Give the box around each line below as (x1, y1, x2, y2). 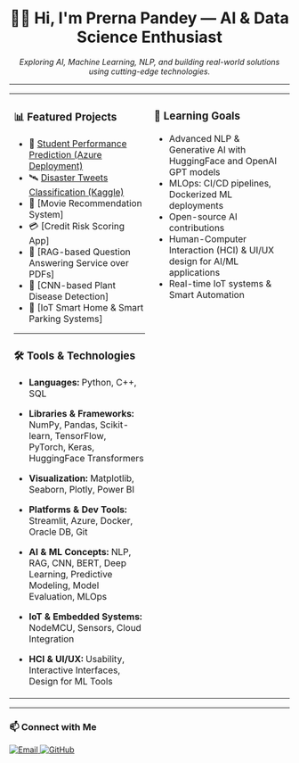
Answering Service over (28, 256, 129, 269)
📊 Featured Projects (13, 111, 117, 124)
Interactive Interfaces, (28, 664, 121, 676)
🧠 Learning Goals (154, 109, 241, 123)
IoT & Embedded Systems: (28, 610, 142, 623)
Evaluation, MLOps (28, 590, 108, 602)
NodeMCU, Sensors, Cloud (28, 621, 142, 634)
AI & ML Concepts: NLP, (28, 545, 132, 558)
